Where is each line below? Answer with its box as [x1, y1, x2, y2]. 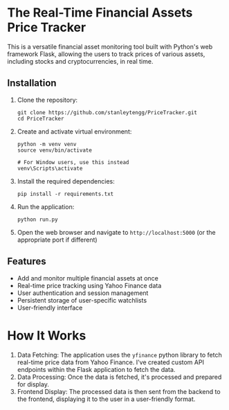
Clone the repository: [17, 96, 78, 104]
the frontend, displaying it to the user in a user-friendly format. [17, 395, 196, 403]
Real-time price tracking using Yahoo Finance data [17, 281, 162, 289]
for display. [17, 380, 50, 389]
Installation [7, 78, 57, 89]
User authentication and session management [17, 289, 149, 297]
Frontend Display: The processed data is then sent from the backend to [17, 387, 221, 395]
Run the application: [17, 202, 75, 211]
